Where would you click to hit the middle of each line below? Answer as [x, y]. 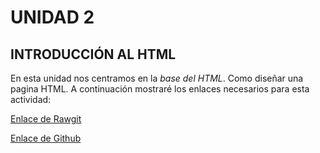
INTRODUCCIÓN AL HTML [93, 54]
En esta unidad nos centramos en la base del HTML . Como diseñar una [157, 78]
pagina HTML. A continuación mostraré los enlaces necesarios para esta [160, 89]
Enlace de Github [46, 138]
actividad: [31, 99]
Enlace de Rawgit [46, 119]
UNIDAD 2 [52, 17]
